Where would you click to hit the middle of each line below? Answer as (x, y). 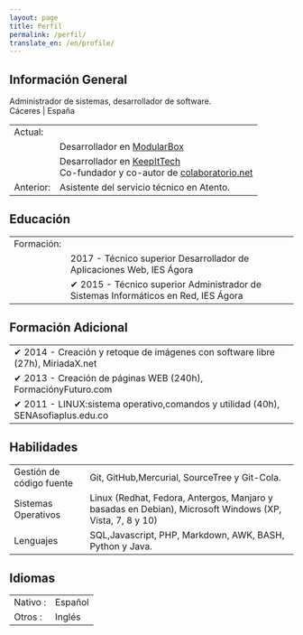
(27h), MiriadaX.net (55, 363)
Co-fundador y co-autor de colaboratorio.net (156, 173)
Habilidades (44, 448)
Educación (40, 219)
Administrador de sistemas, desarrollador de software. (110, 101)
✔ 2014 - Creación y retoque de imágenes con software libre (144, 351)
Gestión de (37, 472)
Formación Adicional (69, 327)
